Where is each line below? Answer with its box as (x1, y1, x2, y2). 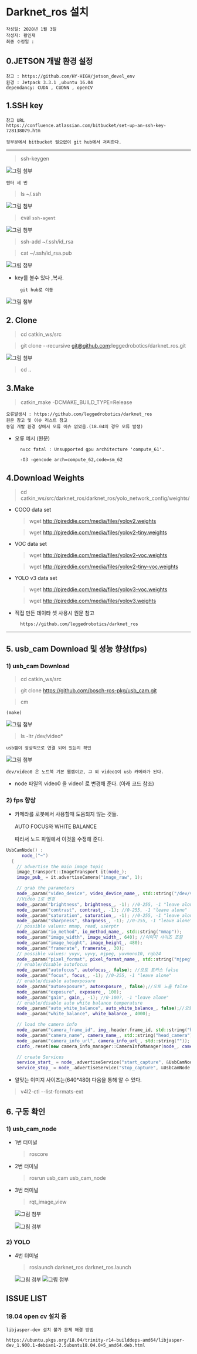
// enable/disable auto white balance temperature (16, 1000, 143, 1006)
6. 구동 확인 (6, 1106, 46, 1116)
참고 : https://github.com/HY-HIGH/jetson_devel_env (6, 73, 135, 79)
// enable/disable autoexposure (16, 978, 96, 984)
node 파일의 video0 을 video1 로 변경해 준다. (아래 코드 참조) (14, 780, 154, 787)
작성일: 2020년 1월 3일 (6, 26, 57, 32)
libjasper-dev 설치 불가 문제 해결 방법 (6, 1327, 94, 1333)
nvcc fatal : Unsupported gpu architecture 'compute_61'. (20, 446, 165, 453)
